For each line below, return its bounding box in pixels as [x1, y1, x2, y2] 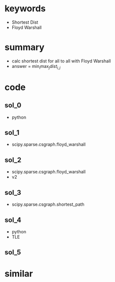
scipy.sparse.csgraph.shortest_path [11, 201, 85, 207]
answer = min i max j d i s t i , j [11, 63, 61, 70]
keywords [4, 3, 46, 14]
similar [4, 268, 33, 279]
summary [4, 42, 45, 53]
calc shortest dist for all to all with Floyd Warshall [11, 58, 111, 64]
